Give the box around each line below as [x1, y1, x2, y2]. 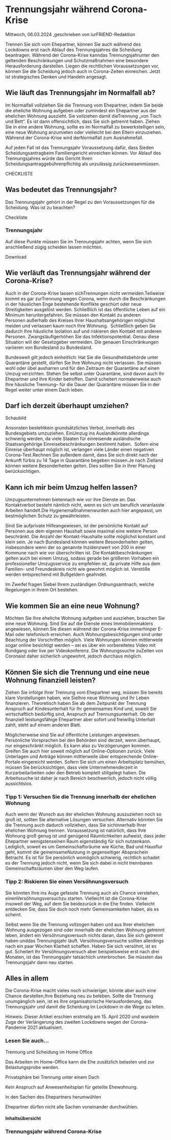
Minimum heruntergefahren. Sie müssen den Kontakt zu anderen [5, 312, 141, 318]
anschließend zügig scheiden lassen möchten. [5, 244, 103, 250]
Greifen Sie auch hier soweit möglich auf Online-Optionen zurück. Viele [5, 748, 155, 754]
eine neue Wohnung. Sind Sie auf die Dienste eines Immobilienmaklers [5, 621, 153, 627]
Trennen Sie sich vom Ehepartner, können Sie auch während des [5, 41, 141, 47]
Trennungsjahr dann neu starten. [5, 959, 74, 965]
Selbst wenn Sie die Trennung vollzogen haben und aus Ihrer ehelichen [5, 921, 155, 927]
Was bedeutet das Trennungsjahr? [5, 185, 117, 194]
